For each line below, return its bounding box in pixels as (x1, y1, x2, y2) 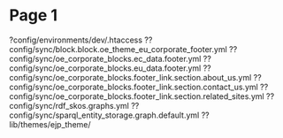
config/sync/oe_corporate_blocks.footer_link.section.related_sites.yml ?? (9, 90, 275, 102)
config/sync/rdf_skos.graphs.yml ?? (9, 100, 140, 111)
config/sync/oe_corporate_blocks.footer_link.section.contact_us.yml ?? (9, 81, 269, 92)
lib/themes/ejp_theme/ (9, 119, 91, 129)
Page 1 (9, 5, 58, 26)
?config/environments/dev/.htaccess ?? (9, 34, 153, 45)
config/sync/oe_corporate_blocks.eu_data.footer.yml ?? (9, 63, 211, 73)
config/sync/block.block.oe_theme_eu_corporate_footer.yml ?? (9, 43, 238, 54)
